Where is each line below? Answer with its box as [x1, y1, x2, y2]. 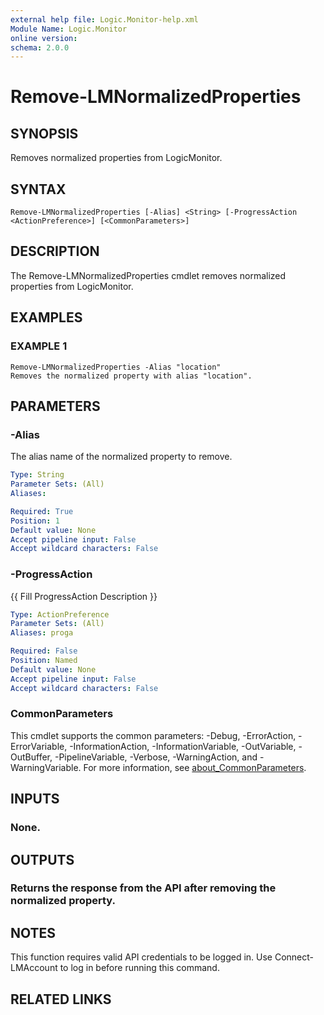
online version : [10, 33, 78, 43]
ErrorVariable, [10, 740, 68, 752]
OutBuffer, [10, 751, 53, 763]
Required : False [10, 646, 78, 656]
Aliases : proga [10, 628, 74, 638]
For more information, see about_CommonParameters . [83, 761, 307, 773]
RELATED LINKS [10, 991, 112, 1008]
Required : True [10, 506, 74, 516]
